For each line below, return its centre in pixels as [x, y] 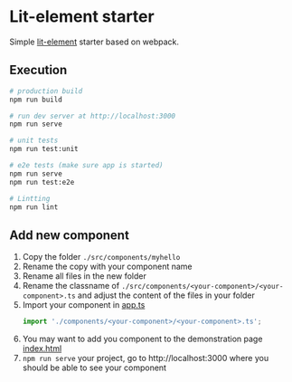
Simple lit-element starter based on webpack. [94, 42]
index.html [42, 349]
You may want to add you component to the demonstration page [142, 339]
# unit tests [34, 141]
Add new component [69, 235]
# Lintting [30, 198]
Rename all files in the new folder [84, 276]
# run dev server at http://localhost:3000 [93, 116]
